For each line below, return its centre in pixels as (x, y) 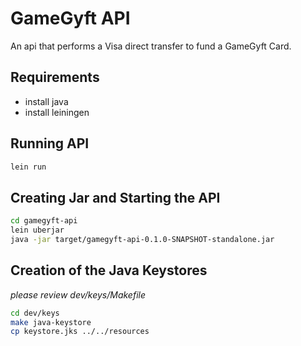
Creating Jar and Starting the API (115, 197)
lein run (28, 167)
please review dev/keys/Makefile (78, 294)
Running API (50, 143)
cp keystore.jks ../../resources (80, 332)
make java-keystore (51, 322)
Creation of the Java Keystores (109, 270)
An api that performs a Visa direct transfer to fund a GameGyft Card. (151, 46)
